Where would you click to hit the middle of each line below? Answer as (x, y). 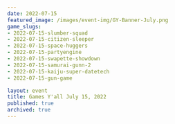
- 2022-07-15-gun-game (40, 78)
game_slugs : (24, 26)
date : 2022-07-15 (32, 14)
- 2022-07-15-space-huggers (48, 46)
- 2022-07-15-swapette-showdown (54, 59)
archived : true (29, 110)
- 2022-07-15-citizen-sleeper (51, 39)
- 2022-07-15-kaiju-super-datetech (58, 71)
